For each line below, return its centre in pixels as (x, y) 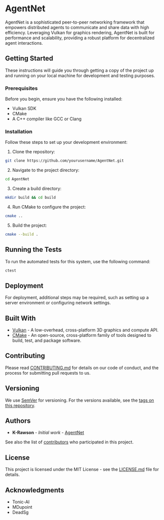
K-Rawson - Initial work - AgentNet (48, 433)
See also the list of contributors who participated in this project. (69, 442)
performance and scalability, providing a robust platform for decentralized (80, 38)
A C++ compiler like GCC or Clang (47, 119)
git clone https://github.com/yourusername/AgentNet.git (65, 161)
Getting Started (29, 59)
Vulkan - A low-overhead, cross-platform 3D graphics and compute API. (85, 330)
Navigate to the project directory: (46, 170)
